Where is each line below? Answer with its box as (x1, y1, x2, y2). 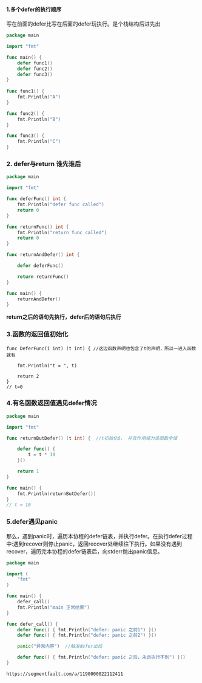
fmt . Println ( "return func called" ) (17, 229, 107, 235)
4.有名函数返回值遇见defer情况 (6, 399, 97, 407)
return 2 (17, 373, 39, 380)
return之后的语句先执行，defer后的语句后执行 (6, 313, 121, 321)
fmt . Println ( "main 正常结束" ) (17, 604, 90, 611)
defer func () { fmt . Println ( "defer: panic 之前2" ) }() (17, 633, 157, 639)
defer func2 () (17, 66, 53, 72)
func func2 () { (6, 110, 45, 117)
